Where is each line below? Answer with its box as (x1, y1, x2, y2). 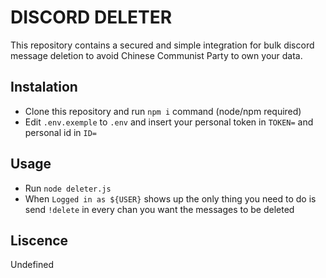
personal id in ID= (24, 126, 98, 138)
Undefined (10, 259, 55, 271)
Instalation (10, 79, 78, 96)
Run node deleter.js (24, 182, 112, 194)
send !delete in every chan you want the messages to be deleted (24, 203, 295, 215)
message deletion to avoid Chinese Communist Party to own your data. (10, 49, 303, 61)
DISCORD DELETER (10, 6, 173, 29)
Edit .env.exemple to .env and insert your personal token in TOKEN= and (24, 116, 314, 128)
